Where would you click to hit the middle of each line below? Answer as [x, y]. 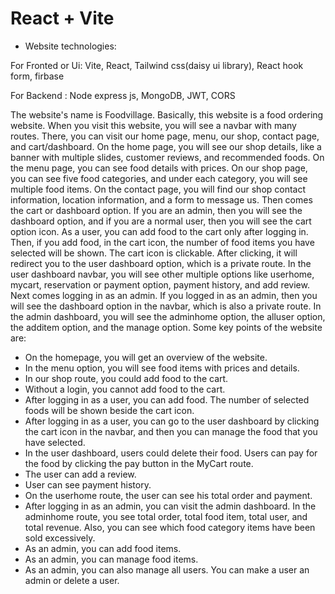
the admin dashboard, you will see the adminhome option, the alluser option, [168, 316]
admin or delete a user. [72, 580]
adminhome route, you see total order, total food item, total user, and [166, 516]
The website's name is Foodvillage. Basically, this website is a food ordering [167, 114]
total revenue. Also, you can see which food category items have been [170, 527]
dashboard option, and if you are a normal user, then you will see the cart [161, 221]
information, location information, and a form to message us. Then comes [161, 199]
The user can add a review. [80, 474]
